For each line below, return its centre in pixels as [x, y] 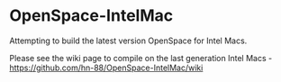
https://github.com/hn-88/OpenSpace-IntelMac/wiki [106, 68]
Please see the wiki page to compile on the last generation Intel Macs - [141, 58]
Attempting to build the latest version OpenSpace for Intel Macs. [128, 41]
